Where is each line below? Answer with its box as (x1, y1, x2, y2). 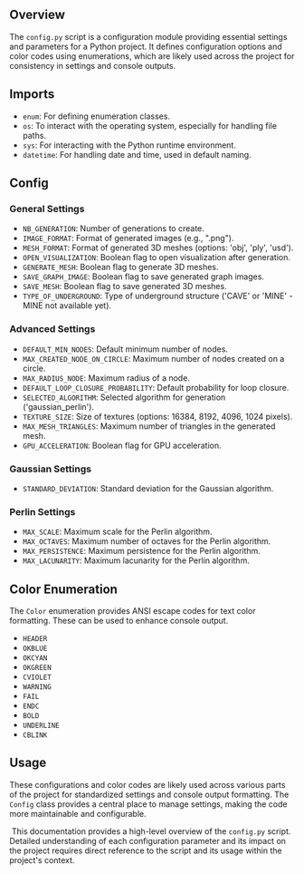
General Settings (9, 202, 85, 215)
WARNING (22, 683, 52, 692)
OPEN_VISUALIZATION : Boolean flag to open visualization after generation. (22, 252, 291, 263)
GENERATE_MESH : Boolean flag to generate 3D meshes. (22, 262, 219, 273)
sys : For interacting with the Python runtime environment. (22, 140, 237, 151)
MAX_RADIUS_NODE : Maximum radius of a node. (22, 372, 190, 384)
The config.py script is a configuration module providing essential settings (9, 31, 288, 42)
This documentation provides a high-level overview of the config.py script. (11, 825, 291, 837)
